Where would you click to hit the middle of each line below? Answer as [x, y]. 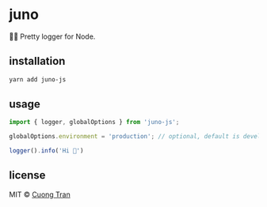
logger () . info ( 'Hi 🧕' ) [46, 151]
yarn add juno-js [38, 79]
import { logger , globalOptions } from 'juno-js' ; [94, 122]
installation [37, 61]
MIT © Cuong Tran [40, 194]
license [27, 175]
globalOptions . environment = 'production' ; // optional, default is [124, 137]
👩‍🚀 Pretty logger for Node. [52, 36]
